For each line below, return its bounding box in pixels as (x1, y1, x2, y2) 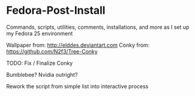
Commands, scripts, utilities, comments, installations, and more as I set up (6, 23, 190, 31)
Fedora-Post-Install (6, 4, 106, 17)
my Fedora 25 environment (6, 29, 73, 37)
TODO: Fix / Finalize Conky (6, 59, 73, 67)
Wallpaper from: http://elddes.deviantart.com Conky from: (6, 41, 150, 49)
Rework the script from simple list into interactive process (6, 82, 149, 90)
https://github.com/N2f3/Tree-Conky (6, 47, 98, 55)
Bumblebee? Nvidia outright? (6, 71, 78, 78)
